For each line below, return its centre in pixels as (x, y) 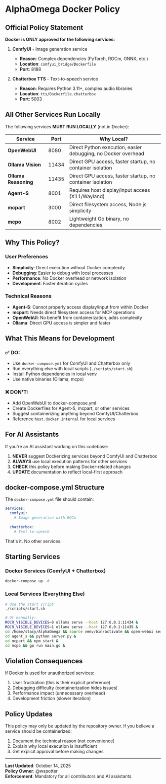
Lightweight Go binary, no (99, 219)
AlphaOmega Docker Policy (62, 9)
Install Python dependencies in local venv (55, 374)
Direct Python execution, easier (105, 147)
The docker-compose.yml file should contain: (50, 499)
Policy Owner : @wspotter (32, 771)
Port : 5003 (31, 99)
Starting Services (33, 557)
